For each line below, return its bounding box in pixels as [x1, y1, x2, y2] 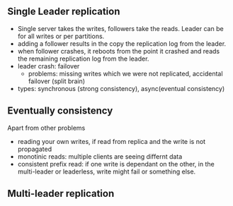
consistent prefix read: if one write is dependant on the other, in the [17, 159, 215, 168]
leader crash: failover [17, 61, 80, 70]
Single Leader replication [7, 6, 120, 18]
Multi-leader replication [7, 188, 115, 200]
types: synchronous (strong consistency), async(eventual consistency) [17, 84, 225, 92]
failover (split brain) [28, 77, 86, 85]
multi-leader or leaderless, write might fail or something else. [17, 167, 196, 176]
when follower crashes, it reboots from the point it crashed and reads [17, 47, 220, 55]
